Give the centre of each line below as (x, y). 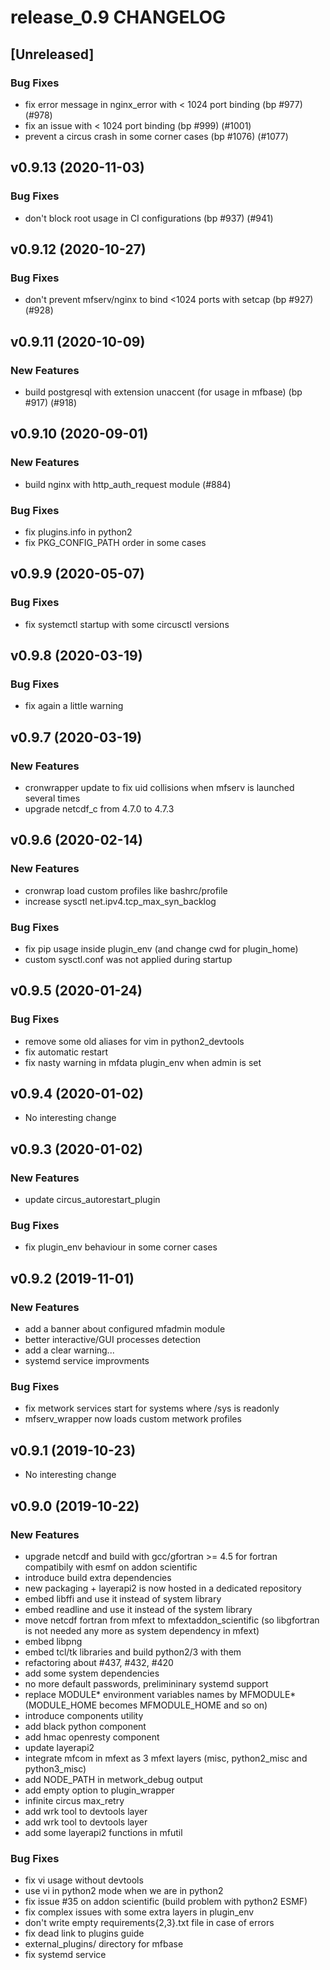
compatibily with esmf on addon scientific (111, 1567)
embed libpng (53, 1641)
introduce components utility (84, 1715)
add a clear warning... (69, 1350)
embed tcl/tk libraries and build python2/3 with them (133, 1652)
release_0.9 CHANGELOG (118, 17)
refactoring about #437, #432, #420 (99, 1662)
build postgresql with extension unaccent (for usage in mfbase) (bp (163, 392)
